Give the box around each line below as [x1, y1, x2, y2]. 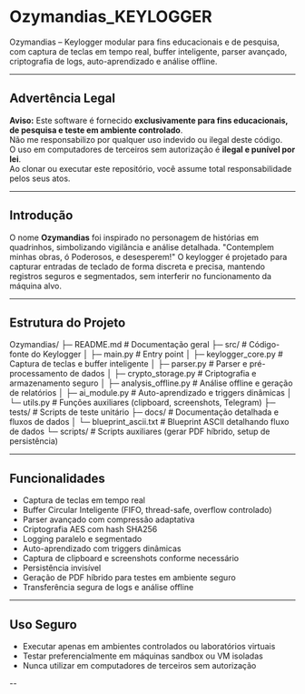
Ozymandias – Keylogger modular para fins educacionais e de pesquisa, [9, 36, 280, 47]
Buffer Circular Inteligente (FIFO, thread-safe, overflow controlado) [22, 505, 272, 516]
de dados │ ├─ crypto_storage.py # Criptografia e [69, 368, 257, 379]
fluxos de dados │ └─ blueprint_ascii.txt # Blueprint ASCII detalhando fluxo [9, 417, 290, 427]
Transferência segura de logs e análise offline [22, 582, 194, 593]
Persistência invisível [22, 562, 102, 574]
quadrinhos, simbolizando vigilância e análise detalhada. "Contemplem [9, 241, 275, 252]
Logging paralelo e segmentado [22, 534, 143, 545]
